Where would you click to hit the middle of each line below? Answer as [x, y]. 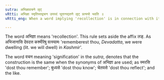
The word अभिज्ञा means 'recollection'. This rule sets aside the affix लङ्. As [78, 36]
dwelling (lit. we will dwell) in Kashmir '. [44, 48]
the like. [13, 73]
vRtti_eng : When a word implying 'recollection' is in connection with [79, 18]
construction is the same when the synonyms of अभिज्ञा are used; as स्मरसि [78, 62]
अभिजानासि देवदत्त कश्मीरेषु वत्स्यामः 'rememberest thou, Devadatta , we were [74, 42]
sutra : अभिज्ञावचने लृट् [24, 9]
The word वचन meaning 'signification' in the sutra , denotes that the [72, 57]
